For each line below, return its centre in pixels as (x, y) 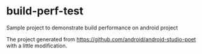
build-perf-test (45, 11)
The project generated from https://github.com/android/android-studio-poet (101, 39)
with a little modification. (37, 46)
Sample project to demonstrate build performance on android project (92, 28)
